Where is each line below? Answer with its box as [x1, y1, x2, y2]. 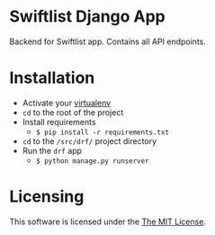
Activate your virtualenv [22, 97, 112, 108]
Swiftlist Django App [9, 6, 166, 27]
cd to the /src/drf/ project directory [22, 135, 157, 146]
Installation [9, 68, 95, 88]
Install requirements [22, 116, 96, 127]
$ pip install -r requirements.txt [35, 128, 169, 137]
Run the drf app [22, 145, 83, 156]
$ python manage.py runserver [35, 156, 150, 166]
